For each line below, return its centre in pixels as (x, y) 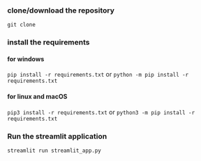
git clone (22, 25)
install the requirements (49, 43)
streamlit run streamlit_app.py (54, 151)
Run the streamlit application (57, 136)
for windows (26, 59)
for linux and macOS (37, 97)
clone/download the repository (61, 10)
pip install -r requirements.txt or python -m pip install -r (98, 75)
